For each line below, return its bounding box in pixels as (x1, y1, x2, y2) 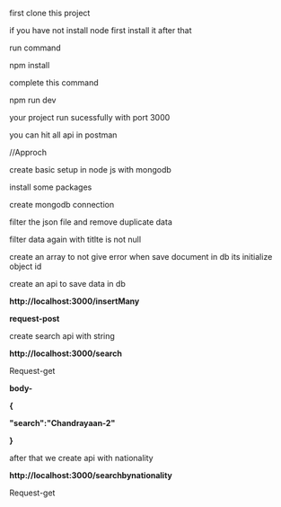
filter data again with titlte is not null (9, 234, 142, 245)
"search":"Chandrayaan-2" (9, 418, 116, 428)
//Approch (9, 147, 48, 157)
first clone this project (9, 8, 91, 18)
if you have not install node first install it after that (9, 25, 192, 35)
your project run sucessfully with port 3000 (9, 112, 171, 122)
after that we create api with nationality (9, 453, 154, 463)
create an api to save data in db (9, 279, 126, 289)
